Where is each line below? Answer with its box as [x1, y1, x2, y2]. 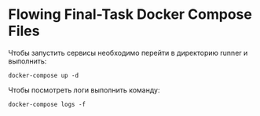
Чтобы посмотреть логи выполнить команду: [8, 85, 160, 95]
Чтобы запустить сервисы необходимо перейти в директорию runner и [8, 48, 248, 57]
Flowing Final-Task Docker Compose [8, 5, 253, 24]
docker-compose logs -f [8, 100, 86, 108]
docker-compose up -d [8, 71, 79, 79]
